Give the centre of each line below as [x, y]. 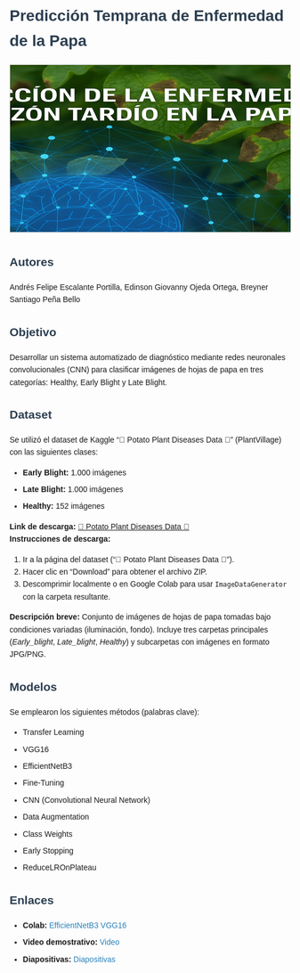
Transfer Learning [53, 732]
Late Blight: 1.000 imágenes [73, 490]
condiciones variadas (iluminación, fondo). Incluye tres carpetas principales [139, 630]
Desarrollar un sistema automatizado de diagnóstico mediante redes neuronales [147, 357]
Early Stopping [48, 850]
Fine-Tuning [43, 783]
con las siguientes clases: [54, 452]
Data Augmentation [56, 817]
